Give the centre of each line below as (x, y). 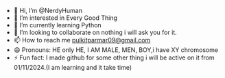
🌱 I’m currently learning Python (57, 25)
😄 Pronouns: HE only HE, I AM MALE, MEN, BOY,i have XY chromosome (116, 50)
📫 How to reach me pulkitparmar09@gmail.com (82, 40)
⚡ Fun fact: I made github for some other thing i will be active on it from (114, 57)
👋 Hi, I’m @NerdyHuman (48, 11)
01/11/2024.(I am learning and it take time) (73, 67)
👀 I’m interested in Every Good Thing (66, 18)
